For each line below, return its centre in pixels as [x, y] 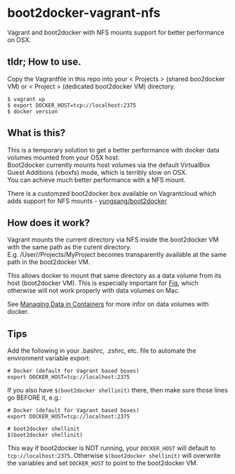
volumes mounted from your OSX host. [63, 157]
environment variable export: [49, 358]
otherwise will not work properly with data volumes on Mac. [94, 291]
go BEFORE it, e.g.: [34, 397]
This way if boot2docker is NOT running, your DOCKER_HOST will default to [112, 448]
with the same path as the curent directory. [69, 247]
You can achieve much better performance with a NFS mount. [96, 180]
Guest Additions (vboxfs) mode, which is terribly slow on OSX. [98, 172]
